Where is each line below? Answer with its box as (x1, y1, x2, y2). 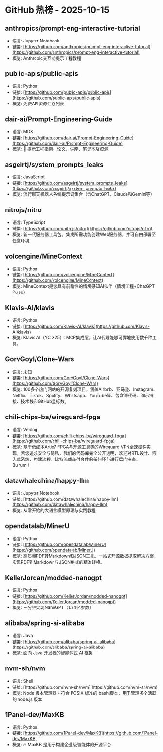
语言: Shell (12, 678, 33, 684)
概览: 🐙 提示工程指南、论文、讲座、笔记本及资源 (12, 146, 109, 152)
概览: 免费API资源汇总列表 (12, 101, 65, 106)
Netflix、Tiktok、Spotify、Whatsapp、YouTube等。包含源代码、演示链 (12, 392, 154, 398)
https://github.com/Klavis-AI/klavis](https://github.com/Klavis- (24, 323, 150, 329)
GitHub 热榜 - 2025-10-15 (5, 4, 109, 16)
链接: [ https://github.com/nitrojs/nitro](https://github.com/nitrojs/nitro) (12, 226, 153, 231)
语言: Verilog (12, 426, 38, 432)
